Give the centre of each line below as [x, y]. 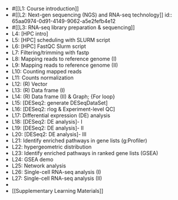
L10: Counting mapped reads [47, 71]
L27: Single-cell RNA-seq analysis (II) [57, 178]
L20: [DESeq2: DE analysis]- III [49, 134]
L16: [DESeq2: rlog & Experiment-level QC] [63, 109]
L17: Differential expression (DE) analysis [61, 115]
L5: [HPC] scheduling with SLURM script [61, 40]
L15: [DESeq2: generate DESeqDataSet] [60, 103]
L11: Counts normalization [42, 78]
